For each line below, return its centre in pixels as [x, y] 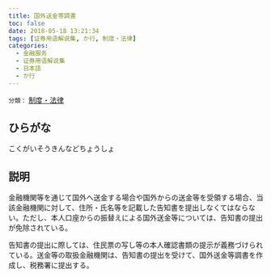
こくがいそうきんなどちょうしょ [61, 149]
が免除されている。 [40, 228]
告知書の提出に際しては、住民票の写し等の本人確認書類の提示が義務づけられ [136, 245]
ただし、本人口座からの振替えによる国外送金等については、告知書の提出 [142, 218]
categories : [28, 46]
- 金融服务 [32, 53]
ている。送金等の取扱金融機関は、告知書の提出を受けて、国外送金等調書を [132, 255]
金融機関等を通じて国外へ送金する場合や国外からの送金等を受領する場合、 [132, 198]
